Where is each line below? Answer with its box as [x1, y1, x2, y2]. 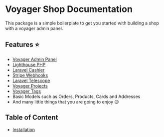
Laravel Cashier [12, 66, 45, 73]
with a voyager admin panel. [5, 25, 63, 31]
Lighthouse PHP [12, 61, 46, 67]
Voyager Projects [12, 82, 48, 88]
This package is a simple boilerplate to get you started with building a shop [5, 20, 160, 26]
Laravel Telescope [12, 77, 50, 83]
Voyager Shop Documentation [5, 3, 133, 15]
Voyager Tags [12, 88, 41, 94]
